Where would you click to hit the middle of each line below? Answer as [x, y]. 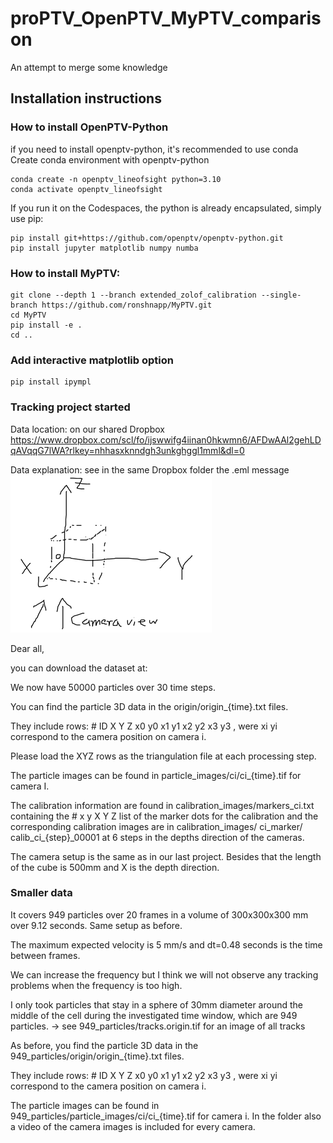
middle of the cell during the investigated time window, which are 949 [154, 1015]
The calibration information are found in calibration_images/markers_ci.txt [162, 805]
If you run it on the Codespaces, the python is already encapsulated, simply [166, 208]
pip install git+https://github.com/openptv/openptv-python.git [147, 238]
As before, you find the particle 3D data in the [104, 1045]
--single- [281, 295]
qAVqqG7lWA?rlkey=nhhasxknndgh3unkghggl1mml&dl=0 [127, 450]
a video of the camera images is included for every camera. [133, 1126]
